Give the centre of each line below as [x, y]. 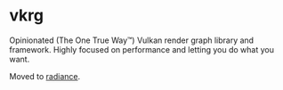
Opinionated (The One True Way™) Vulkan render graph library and [132, 40]
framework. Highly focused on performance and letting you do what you [141, 49]
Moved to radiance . [45, 76]
